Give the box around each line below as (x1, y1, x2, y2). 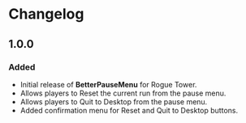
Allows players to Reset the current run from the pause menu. (19, 88, 227, 98)
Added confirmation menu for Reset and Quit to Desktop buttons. (19, 105, 238, 115)
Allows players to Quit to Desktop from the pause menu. (19, 96, 208, 106)
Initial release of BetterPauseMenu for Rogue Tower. (19, 79, 197, 89)
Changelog (8, 5, 84, 23)
